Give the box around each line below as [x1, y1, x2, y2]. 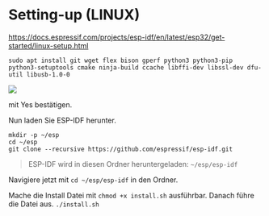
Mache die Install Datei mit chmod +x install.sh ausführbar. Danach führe [8, 190, 254, 200]
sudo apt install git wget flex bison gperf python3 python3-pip [8, 56, 233, 64]
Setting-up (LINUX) [8, 6, 141, 24]
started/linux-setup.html [8, 40, 89, 50]
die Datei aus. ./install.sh [8, 199, 99, 209]
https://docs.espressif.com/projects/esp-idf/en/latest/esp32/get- [8, 32, 225, 42]
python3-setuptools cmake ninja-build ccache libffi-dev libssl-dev [8, 63, 244, 72]
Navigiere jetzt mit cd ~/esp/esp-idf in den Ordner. [8, 175, 179, 185]
